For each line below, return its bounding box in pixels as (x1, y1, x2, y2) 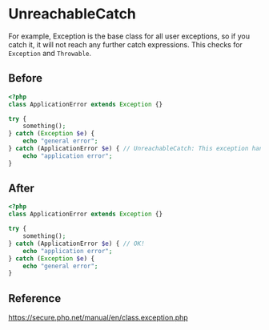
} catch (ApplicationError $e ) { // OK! (8, 239, 146, 247)
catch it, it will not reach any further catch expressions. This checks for (8, 39, 243, 49)
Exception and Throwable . (8, 48, 92, 58)
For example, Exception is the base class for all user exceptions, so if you (8, 31, 251, 41)
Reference (8, 292, 62, 305)
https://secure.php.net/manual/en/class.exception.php (8, 313, 188, 323)
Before (8, 71, 42, 85)
